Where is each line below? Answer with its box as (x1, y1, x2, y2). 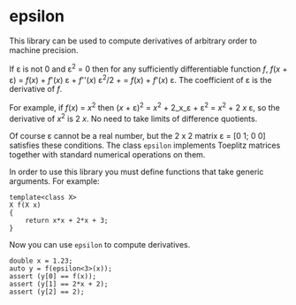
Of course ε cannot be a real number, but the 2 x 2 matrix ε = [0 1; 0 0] (9, 130, 267, 141)
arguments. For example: (9, 175, 100, 187)
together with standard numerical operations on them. (9, 149, 206, 160)
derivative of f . (9, 84, 63, 95)
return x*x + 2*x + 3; (25, 216, 109, 225)
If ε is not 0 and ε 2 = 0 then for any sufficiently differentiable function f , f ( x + (9, 62, 288, 74)
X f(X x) (9, 201, 42, 210)
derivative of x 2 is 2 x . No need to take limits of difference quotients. (9, 111, 258, 124)
